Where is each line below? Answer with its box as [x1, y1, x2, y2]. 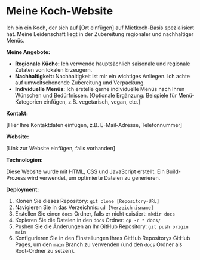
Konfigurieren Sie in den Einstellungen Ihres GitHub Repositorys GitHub [14, 234, 190, 241]
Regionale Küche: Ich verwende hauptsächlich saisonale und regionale [14, 60, 190, 67]
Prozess [6, 174, 26, 181]
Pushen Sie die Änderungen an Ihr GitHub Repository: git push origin [14, 223, 189, 230]
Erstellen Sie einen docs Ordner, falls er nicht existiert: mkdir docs [14, 210, 175, 217]
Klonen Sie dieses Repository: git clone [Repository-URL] [14, 197, 160, 204]
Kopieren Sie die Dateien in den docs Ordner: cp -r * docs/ [14, 216, 161, 223]
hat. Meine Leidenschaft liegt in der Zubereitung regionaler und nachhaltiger [6, 30, 194, 37]
